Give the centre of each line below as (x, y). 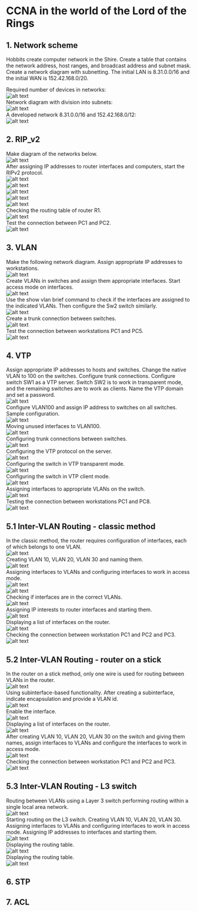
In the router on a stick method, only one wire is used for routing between (95, 674)
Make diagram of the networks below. (52, 154)
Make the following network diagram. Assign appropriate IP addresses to (94, 262)
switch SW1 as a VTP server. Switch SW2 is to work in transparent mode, (94, 383)
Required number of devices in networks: (56, 89)
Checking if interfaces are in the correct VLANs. (64, 597)
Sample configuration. (33, 414)
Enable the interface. (31, 711)
